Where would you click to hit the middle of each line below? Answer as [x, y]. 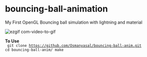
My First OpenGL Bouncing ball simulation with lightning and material [74, 22]
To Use [12, 41]
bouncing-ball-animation [56, 9]
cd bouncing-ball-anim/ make [34, 50]
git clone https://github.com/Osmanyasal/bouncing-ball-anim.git [74, 45]
